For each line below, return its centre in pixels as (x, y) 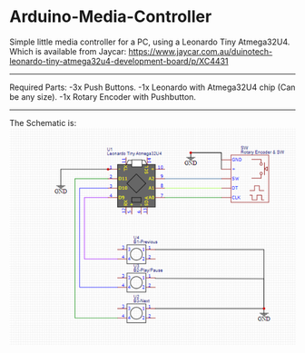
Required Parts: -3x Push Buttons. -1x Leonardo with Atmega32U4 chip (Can (152, 87)
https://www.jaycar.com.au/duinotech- (201, 51)
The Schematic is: (43, 123)
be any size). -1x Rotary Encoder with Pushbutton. (103, 96)
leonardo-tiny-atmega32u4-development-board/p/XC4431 (119, 61)
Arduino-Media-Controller (111, 17)
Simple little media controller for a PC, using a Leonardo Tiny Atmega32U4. (150, 42)
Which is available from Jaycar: (68, 51)
